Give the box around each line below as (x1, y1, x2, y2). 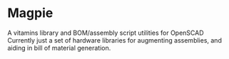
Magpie (7, 5, 54, 21)
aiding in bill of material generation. (7, 43, 111, 52)
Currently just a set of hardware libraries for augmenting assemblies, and (7, 36, 223, 44)
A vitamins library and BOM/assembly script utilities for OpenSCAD (7, 28, 205, 37)
